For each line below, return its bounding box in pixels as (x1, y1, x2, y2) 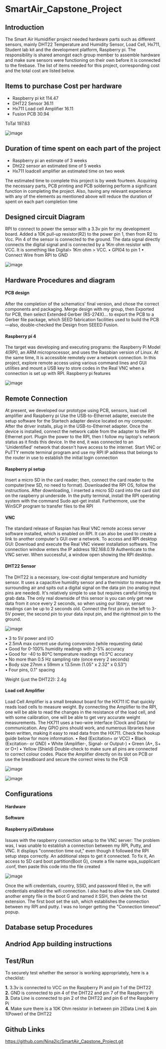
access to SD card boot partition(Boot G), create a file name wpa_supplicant (5, 858, 160, 864)
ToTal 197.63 (5, 120, 30, 126)
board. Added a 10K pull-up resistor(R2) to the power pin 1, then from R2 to (5, 231, 158, 237)
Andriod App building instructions (5, 940, 112, 948)
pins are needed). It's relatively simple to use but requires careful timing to (5, 589, 157, 596)
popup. (5, 909, 20, 915)
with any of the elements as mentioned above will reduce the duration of (5, 193, 153, 199)
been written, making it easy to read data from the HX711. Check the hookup (5, 730, 161, 736)
